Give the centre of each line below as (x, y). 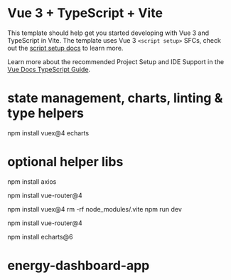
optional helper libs (65, 162)
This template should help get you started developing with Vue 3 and (108, 33)
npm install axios (32, 181)
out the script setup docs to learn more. (65, 48)
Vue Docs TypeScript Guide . (49, 69)
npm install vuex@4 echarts (48, 133)
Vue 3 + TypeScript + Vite (85, 13)
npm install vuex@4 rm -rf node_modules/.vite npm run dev (95, 209)
